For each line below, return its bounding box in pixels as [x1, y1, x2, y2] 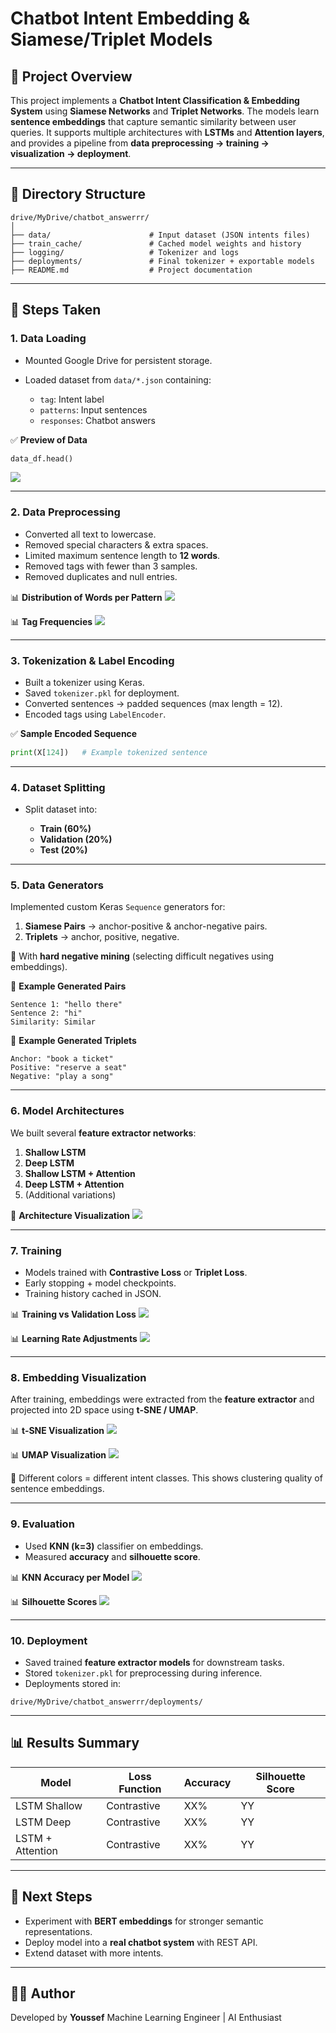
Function [118, 1782, 162, 1796]
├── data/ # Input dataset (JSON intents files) [10, 230, 311, 240]
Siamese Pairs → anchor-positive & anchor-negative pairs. [24, 920, 268, 932]
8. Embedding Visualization [10, 1370, 147, 1384]
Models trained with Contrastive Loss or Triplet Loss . [24, 1267, 248, 1279]
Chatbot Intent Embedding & [10, 7, 251, 30]
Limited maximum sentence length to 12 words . [24, 549, 221, 561]
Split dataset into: [24, 803, 98, 816]
